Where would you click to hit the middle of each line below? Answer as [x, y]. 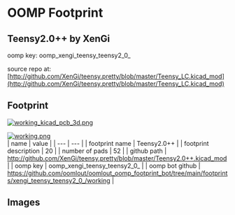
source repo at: [29, 69]
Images [24, 203]
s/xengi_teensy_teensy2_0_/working [59, 180]
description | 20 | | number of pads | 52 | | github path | [87, 151]
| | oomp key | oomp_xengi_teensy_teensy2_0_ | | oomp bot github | [104, 165]
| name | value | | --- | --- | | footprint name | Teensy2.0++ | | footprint [108, 143]
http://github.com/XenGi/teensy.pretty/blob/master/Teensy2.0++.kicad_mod [117, 158]
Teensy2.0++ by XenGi [59, 39]
